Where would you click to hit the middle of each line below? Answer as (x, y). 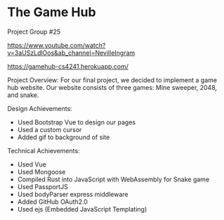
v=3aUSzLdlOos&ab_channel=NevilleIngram (71, 53)
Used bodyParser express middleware (73, 194)
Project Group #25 (34, 32)
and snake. (23, 95)
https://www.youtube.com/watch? (57, 45)
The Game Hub (52, 12)
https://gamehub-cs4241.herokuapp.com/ (68, 66)
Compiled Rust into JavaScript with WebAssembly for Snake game (113, 179)
